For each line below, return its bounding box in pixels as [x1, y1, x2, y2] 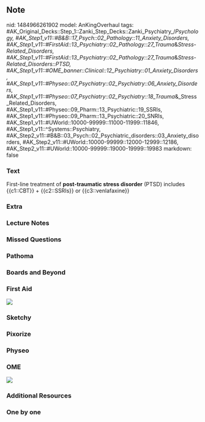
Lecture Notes [6, 219, 50, 227]
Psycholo [175, 28, 199, 35]
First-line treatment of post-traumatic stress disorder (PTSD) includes [6, 181, 185, 188]
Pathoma [6, 251, 34, 260]
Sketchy [6, 313, 32, 322]
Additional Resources [6, 391, 72, 400]
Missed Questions [6, 235, 62, 244]
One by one [6, 407, 42, 416]
